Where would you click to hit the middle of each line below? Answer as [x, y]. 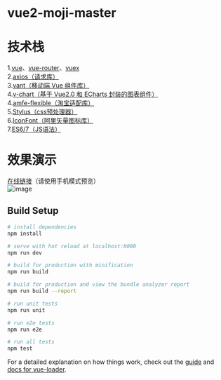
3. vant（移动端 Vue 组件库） [48, 86]
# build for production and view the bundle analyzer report [99, 285]
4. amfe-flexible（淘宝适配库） [51, 103]
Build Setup [33, 211]
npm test [20, 348]
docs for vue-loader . [37, 369]
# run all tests [31, 342]
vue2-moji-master [62, 13]
